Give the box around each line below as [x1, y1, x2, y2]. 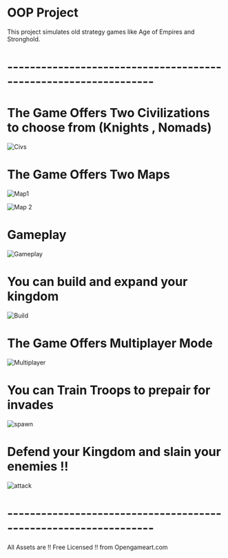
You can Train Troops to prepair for [7, 382, 211, 397]
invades [7, 397, 54, 413]
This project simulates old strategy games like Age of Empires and [7, 28, 195, 36]
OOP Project [7, 5, 79, 21]
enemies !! [7, 458, 69, 474]
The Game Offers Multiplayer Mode [7, 335, 214, 351]
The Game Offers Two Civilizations [7, 105, 210, 121]
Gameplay [7, 227, 67, 242]
